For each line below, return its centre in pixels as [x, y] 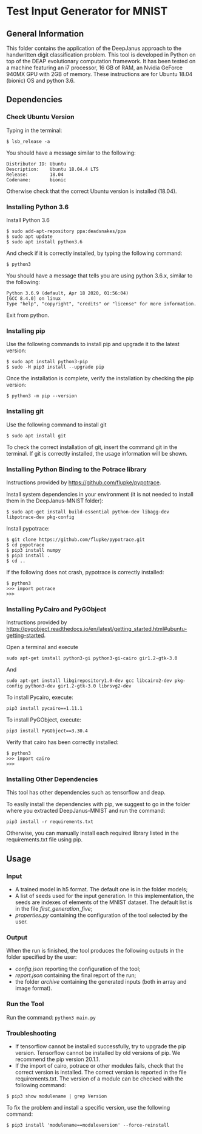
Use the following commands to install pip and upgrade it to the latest [93, 344]
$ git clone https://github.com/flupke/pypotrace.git [76, 540]
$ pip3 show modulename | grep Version [57, 1096]
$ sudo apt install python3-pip [47, 362]
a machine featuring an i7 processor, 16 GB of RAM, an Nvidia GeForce [95, 68]
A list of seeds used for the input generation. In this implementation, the [104, 896]
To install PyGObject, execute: [44, 720]
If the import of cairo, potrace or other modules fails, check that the [99, 1066]
